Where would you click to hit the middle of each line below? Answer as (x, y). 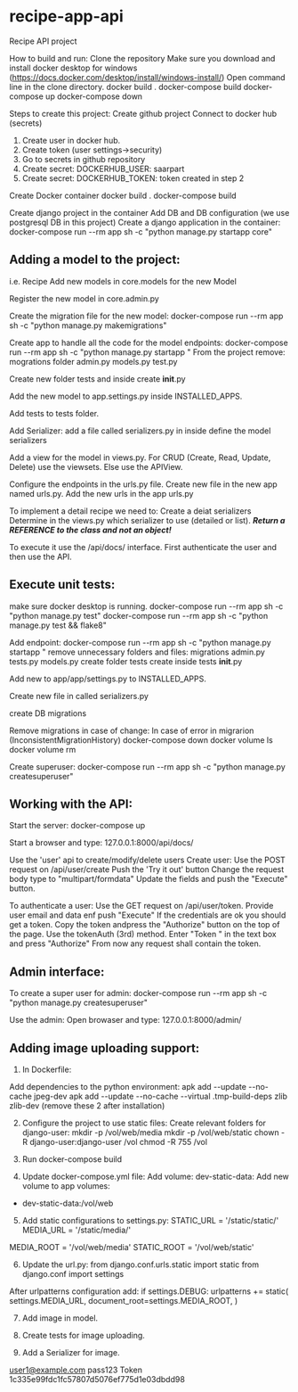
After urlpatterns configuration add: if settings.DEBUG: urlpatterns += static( (149, 1291)
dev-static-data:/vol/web (68, 1203)
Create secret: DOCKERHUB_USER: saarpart (103, 169)
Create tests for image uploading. (83, 1335)
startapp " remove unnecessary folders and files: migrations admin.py (137, 652)
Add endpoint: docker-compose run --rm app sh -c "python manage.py (140, 642)
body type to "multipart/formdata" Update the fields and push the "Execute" (149, 879)
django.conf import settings (73, 1274)
